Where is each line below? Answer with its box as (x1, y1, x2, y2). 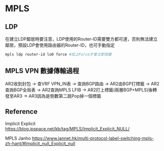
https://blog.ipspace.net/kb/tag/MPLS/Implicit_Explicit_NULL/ (5, 126, 130, 131)
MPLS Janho (5, 135, 31, 141)
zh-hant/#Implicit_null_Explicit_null (5, 140, 75, 146)
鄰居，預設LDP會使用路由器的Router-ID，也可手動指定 (5, 42, 115, 48)
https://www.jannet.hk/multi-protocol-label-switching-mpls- (32, 135, 154, 141)
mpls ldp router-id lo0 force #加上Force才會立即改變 (5, 52, 112, 57)
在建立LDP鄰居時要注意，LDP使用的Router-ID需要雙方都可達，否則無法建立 (5, 36, 158, 42)
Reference (5, 107, 38, 116)
